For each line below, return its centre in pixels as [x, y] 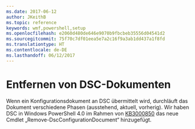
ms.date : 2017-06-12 [32, 11]
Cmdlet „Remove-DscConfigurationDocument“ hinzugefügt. [79, 120]
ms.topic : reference [32, 22]
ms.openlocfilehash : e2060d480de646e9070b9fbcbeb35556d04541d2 [86, 34]
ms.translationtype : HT [35, 45]
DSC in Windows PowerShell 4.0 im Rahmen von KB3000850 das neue [92, 113]
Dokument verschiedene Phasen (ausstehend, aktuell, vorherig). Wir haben [97, 107]
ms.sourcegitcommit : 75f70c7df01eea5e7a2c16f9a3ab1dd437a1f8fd [86, 39]
